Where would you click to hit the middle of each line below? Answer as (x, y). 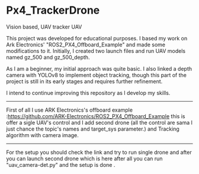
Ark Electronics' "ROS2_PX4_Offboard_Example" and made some (86, 45)
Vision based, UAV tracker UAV (44, 27)
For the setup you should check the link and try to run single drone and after (99, 152)
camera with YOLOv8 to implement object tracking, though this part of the (96, 75)
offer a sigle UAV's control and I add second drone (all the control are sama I (99, 122)
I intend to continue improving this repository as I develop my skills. (88, 93)
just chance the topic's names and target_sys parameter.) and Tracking (93, 129)
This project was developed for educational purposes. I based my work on (97, 38)
